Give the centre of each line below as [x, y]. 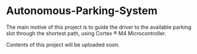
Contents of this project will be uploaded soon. [63, 45]
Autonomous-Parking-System [82, 11]
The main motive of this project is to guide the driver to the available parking [99, 27]
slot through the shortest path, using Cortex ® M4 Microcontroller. [86, 33]
